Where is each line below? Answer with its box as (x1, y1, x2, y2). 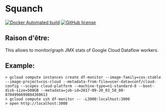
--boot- (138, 83, 155, 89)
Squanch (5, 3, 43, 14)
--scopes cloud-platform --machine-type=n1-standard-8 (20, 83, 137, 89)
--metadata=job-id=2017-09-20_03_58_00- (40, 88, 126, 93)
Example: (5, 62, 35, 70)
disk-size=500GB (5, 88, 39, 93)
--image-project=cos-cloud (5, 79, 61, 84)
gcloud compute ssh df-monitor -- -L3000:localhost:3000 (9, 97, 130, 102)
